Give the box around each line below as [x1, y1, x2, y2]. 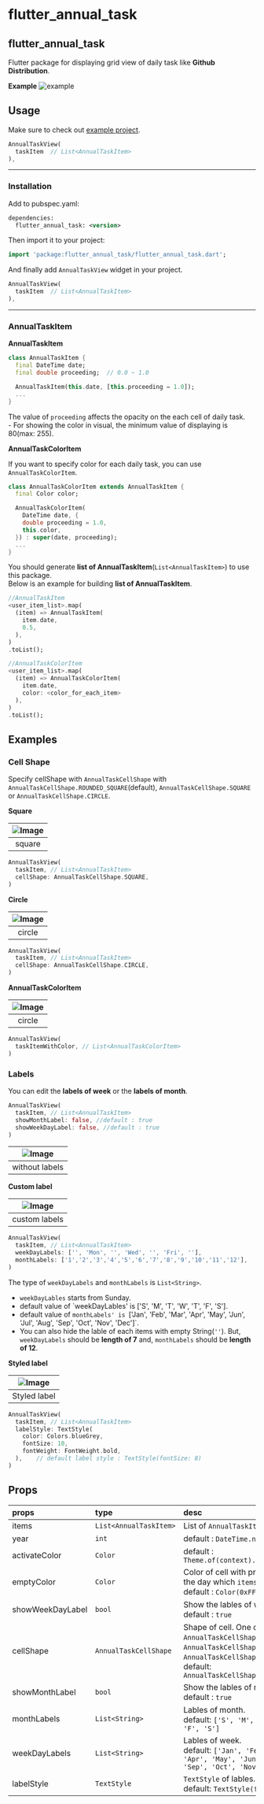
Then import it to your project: [8, 235, 105, 245]
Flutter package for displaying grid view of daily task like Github [8, 57, 216, 67]
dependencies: [8, 214, 55, 222]
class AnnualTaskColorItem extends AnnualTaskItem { [8, 483, 185, 491]
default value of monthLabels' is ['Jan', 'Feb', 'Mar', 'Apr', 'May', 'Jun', [19, 1309, 246, 1319]
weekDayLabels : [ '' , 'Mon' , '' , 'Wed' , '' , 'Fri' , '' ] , [15, 1249, 202, 1257]
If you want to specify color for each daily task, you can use [8, 459, 202, 469]
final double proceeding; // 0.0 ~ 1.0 [15, 369, 149, 377]
